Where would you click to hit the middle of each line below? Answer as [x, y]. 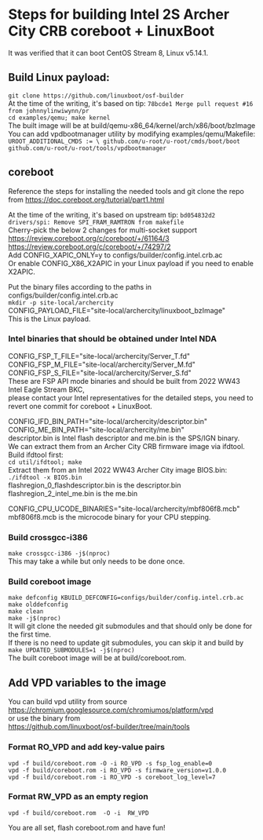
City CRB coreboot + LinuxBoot [111, 31]
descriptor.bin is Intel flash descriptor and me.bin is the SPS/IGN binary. [124, 438]
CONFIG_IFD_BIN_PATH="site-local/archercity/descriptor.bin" [108, 421]
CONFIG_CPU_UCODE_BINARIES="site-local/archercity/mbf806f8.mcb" [124, 509]
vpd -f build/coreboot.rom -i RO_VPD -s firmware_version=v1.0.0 [117, 770]
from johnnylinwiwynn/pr [49, 111]
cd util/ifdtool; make [45, 462]
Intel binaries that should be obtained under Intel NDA [113, 339]
